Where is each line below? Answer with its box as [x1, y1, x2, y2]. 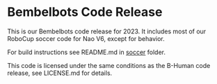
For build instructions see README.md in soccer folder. [7, 48, 166, 56]
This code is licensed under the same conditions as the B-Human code [7, 61, 211, 69]
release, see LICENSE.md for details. [7, 69, 113, 77]
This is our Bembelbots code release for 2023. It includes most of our [7, 27, 207, 35]
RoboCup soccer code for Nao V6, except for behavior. [7, 34, 165, 42]
